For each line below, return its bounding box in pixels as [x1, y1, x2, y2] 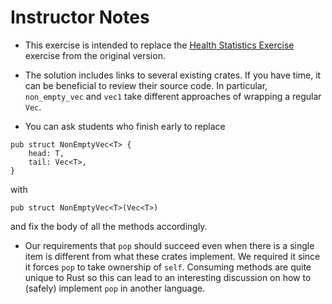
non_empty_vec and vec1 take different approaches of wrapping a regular [24, 90, 322, 102]
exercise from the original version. [24, 49, 166, 61]
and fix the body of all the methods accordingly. [10, 220, 208, 232]
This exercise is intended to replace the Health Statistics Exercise [24, 39, 295, 51]
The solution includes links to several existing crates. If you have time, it [24, 69, 322, 81]
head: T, [28, 148, 65, 158]
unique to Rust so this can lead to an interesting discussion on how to [24, 271, 312, 283]
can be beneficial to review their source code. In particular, [24, 79, 268, 91]
